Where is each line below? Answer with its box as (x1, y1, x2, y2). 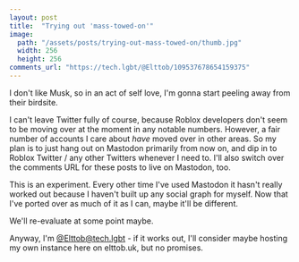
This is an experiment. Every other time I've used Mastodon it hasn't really (9, 179, 283, 190)
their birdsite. (9, 97, 58, 107)
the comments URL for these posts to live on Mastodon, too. (9, 162, 231, 173)
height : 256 (17, 55, 63, 63)
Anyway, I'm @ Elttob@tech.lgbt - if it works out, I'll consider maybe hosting (9, 232, 288, 243)
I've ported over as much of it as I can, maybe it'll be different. (9, 198, 239, 208)
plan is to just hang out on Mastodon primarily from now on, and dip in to (9, 142, 278, 153)
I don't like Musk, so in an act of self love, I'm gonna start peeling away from (9, 87, 291, 98)
